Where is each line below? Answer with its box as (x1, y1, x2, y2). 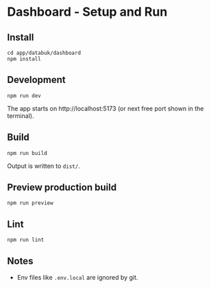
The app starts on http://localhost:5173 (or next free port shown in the (7, 104, 204, 112)
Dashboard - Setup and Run (7, 4, 168, 20)
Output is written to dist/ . (7, 162, 80, 170)
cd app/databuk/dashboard (7, 49, 81, 56)
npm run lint (7, 237, 45, 243)
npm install (7, 56, 41, 62)
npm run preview (7, 200, 53, 206)
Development (7, 74, 66, 86)
